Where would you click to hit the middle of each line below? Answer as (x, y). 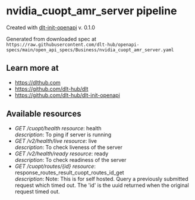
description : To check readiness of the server (70, 160)
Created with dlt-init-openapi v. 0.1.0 (51, 27)
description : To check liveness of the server (69, 147)
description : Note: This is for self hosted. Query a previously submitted (101, 179)
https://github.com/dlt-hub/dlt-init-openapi (67, 95)
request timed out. (37, 191)
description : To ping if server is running (63, 135)
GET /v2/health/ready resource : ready (62, 154)
